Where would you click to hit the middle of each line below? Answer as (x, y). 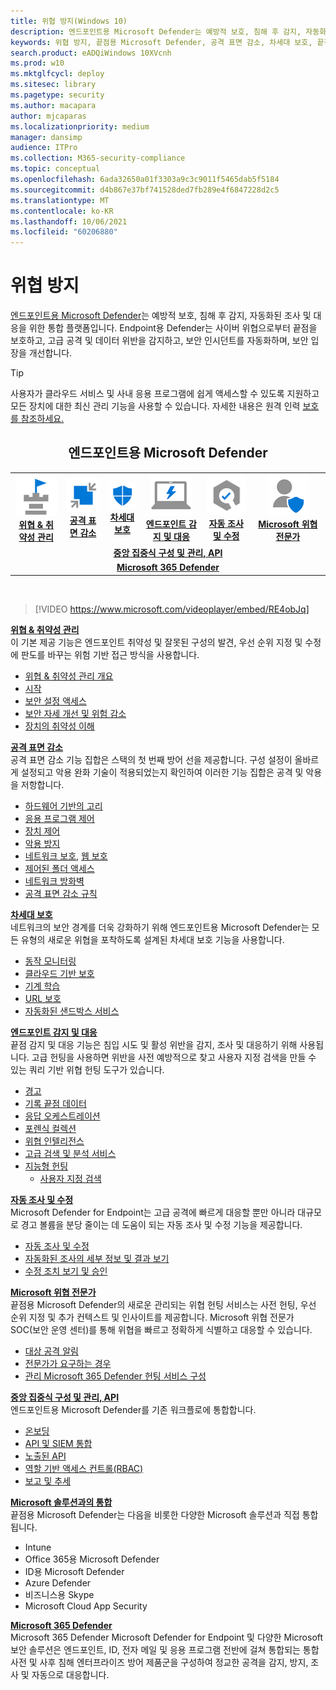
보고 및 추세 (48, 1481)
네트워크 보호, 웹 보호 (66, 856)
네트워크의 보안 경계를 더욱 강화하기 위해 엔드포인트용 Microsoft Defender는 (160, 927)
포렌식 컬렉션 (50, 1128)
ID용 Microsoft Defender (74, 1571)
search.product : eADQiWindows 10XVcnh (91, 53)
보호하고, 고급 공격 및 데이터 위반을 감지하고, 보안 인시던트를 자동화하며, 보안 (159, 341)
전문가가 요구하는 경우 (68, 1363)
